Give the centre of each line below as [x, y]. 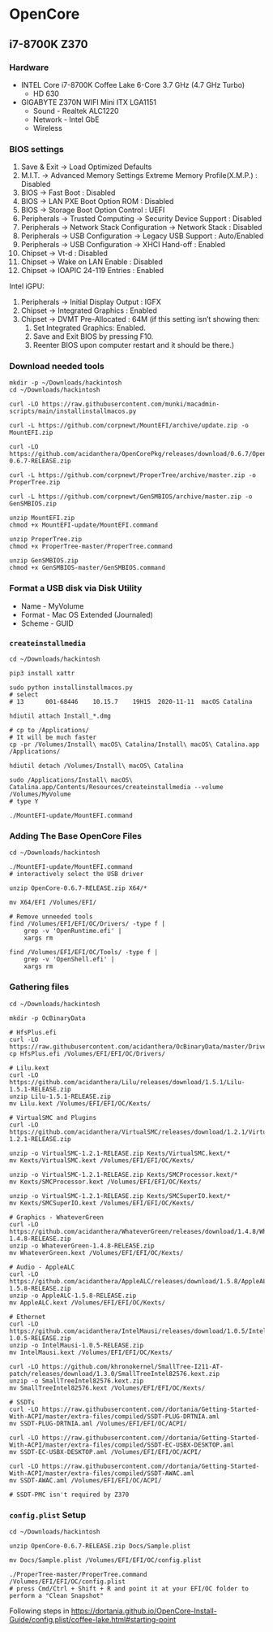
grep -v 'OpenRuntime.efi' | [73, 931]
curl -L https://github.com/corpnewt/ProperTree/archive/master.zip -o [132, 475]
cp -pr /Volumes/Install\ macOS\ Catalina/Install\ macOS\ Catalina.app [134, 744]
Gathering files [39, 987]
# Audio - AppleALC [42, 1267]
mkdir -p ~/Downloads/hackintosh [66, 383]
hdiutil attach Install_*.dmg [60, 716]
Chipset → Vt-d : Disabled [64, 254]
